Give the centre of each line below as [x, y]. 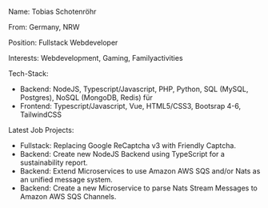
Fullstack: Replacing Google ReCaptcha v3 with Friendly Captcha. [128, 146]
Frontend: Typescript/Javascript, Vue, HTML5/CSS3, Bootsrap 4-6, [130, 106]
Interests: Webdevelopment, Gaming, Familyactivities [96, 58]
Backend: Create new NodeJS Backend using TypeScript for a [122, 154]
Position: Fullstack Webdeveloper [63, 42]
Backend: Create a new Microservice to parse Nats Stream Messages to [138, 188]
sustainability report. [54, 162]
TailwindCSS [41, 114]
